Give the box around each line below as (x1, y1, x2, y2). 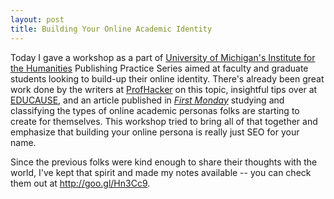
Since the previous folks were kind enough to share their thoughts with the (10, 156, 318, 168)
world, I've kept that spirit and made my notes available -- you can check (10, 166, 312, 178)
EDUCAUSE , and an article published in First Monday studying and (10, 94, 285, 106)
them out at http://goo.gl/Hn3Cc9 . (10, 177, 151, 189)
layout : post (10, 14, 65, 25)
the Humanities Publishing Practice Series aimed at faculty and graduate (10, 62, 309, 74)
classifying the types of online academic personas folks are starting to (10, 104, 300, 116)
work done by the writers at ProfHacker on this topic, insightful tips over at (10, 83, 318, 95)
